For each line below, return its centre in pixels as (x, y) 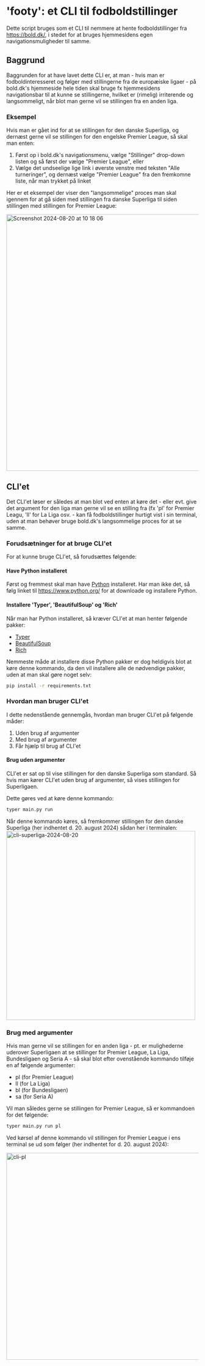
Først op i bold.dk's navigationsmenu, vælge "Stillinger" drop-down (100, 155)
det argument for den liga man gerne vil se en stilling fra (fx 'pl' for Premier (100, 508)
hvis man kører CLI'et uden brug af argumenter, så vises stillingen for (93, 780)
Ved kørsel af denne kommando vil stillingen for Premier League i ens (94, 1138)
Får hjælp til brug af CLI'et (48, 746)
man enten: (20, 143)
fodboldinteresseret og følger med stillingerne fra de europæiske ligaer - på (101, 81)
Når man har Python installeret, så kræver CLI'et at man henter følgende (97, 618)
